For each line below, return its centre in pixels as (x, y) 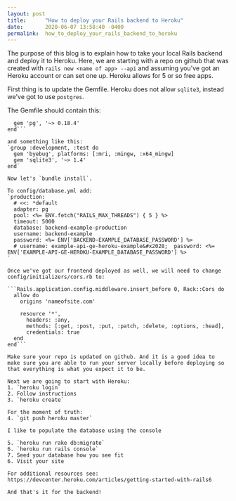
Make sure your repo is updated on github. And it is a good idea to (111, 357)
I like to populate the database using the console (84, 431)
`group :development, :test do (53, 148)
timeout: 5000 (34, 222)
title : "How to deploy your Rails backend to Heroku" (96, 20)
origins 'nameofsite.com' (58, 302)
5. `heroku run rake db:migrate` (56, 443)
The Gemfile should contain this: (54, 110)
